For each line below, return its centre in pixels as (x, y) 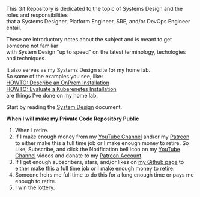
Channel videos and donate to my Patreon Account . (79, 156)
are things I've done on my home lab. (52, 96)
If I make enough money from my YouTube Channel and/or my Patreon (102, 137)
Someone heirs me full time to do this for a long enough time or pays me (104, 175)
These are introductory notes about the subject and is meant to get (89, 39)
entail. (14, 28)
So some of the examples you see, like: (55, 76)
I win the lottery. (35, 187)
